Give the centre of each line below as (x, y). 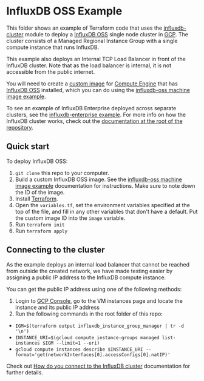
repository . (20, 127)
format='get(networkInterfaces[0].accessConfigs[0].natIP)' (93, 355)
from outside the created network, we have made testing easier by (90, 271)
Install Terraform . (37, 199)
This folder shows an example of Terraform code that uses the (84, 28)
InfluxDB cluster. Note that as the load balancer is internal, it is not (89, 65)
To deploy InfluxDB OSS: (37, 161)
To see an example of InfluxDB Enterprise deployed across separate (91, 108)
